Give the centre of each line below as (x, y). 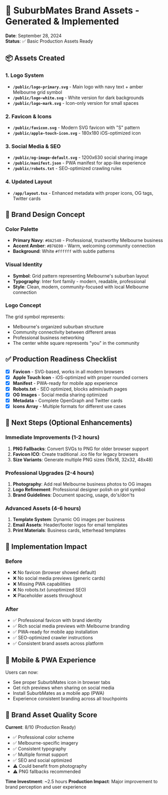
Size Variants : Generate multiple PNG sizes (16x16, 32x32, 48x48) (83, 459)
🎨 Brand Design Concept (45, 215)
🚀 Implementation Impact (46, 547)
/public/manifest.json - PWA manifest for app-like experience (79, 163)
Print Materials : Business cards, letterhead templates (69, 530)
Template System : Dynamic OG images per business (69, 520)
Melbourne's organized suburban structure (58, 326)
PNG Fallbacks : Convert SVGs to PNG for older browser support (80, 449)
